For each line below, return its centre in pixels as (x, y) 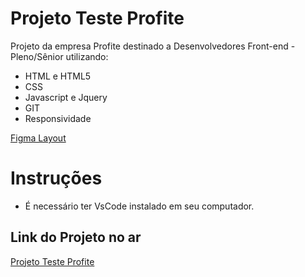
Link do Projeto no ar (76, 237)
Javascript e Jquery (66, 97)
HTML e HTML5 (58, 76)
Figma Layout (38, 138)
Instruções (56, 178)
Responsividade (58, 118)
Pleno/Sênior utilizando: (59, 56)
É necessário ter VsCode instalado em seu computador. (139, 206)
